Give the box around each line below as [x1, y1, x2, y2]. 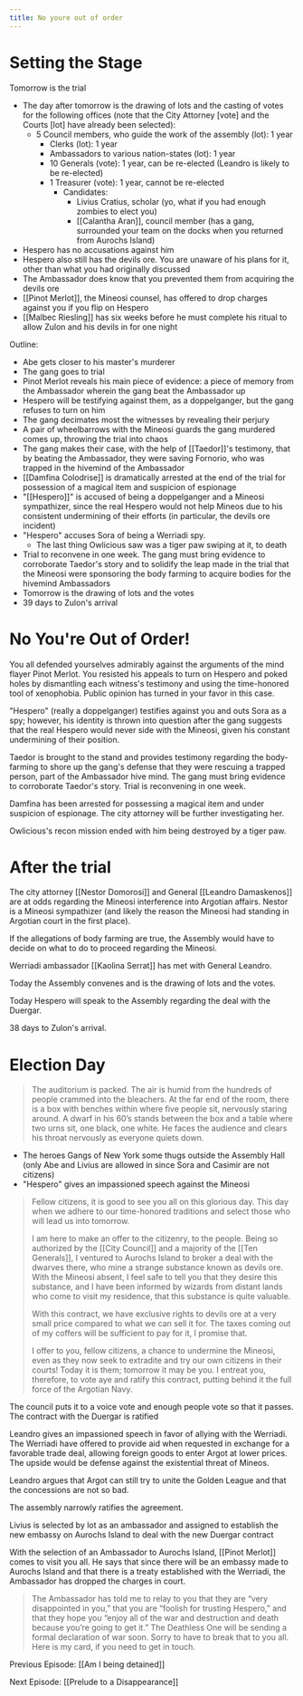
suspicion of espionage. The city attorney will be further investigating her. [9, 807, 285, 818]
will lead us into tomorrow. [31, 1216, 130, 1227]
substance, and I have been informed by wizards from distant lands [31, 1281, 283, 1292]
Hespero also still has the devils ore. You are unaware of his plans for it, [22, 254, 289, 265]
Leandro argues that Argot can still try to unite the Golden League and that [9, 1475, 287, 1486]
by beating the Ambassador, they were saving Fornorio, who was [22, 452, 265, 463]
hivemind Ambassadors [22, 577, 111, 589]
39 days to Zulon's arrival [22, 597, 118, 608]
